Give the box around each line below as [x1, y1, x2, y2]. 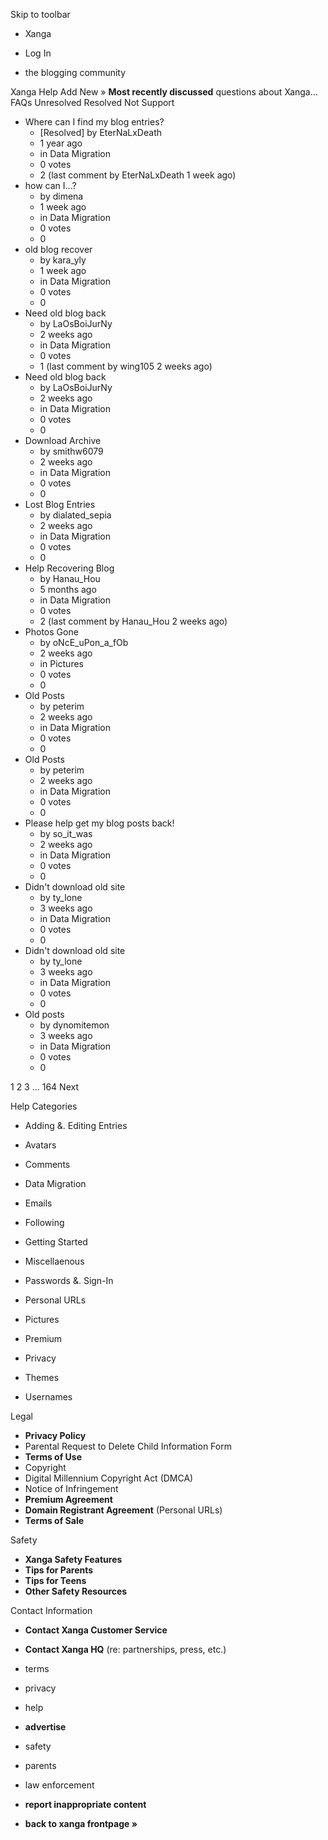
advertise [24, 1721, 67, 1733]
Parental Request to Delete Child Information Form [24, 1440, 232, 1452]
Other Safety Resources [24, 1585, 128, 1597]
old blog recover [24, 244, 93, 255]
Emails [24, 1197, 53, 1209]
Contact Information [10, 1605, 93, 1616]
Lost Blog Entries [24, 499, 96, 510]
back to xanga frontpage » [24, 1818, 138, 1829]
